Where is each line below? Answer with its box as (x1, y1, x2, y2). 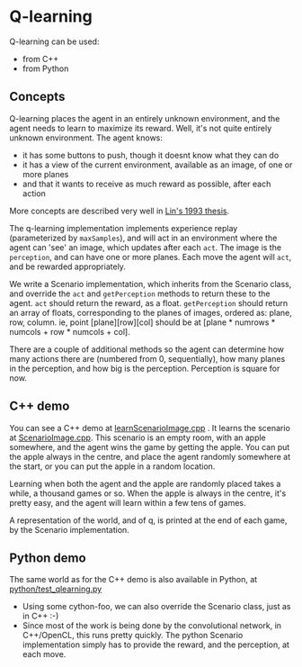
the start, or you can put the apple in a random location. (9, 461, 216, 472)
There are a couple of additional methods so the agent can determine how (9, 344, 285, 355)
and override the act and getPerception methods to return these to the (9, 288, 271, 299)
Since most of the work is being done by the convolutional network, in (22, 620, 281, 631)
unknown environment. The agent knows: (9, 132, 164, 143)
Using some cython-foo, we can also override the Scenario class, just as (22, 601, 291, 612)
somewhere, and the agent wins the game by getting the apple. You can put (9, 441, 290, 452)
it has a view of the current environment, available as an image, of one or (22, 159, 293, 170)
